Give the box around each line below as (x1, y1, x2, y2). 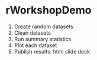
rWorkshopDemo (5, 4, 92, 17)
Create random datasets (14, 23, 73, 30)
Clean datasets (14, 29, 51, 36)
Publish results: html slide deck (14, 48, 90, 55)
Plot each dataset (14, 42, 57, 49)
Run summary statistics (14, 35, 72, 42)
